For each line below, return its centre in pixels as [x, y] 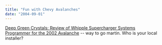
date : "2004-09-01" [25, 14]
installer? [14, 38]
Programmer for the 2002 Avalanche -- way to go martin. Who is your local [81, 33]
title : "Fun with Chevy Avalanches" [43, 9]
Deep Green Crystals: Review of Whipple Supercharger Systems [70, 28]
